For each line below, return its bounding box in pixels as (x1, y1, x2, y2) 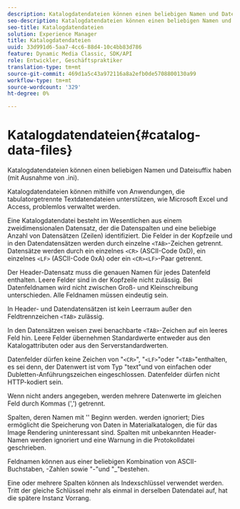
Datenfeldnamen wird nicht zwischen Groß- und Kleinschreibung (7, 283, 199, 292)
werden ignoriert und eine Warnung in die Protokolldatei (30, 436, 195, 445)
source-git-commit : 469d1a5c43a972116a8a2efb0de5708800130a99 (7, 70, 196, 77)
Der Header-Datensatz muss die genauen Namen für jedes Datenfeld (7, 268, 211, 277)
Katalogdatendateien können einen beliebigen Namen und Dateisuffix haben (7, 166, 232, 175)
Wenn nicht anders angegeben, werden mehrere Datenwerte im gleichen (7, 392, 221, 400)
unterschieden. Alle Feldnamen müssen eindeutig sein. (7, 291, 169, 300)
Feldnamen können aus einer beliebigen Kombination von (7, 458, 176, 466)
